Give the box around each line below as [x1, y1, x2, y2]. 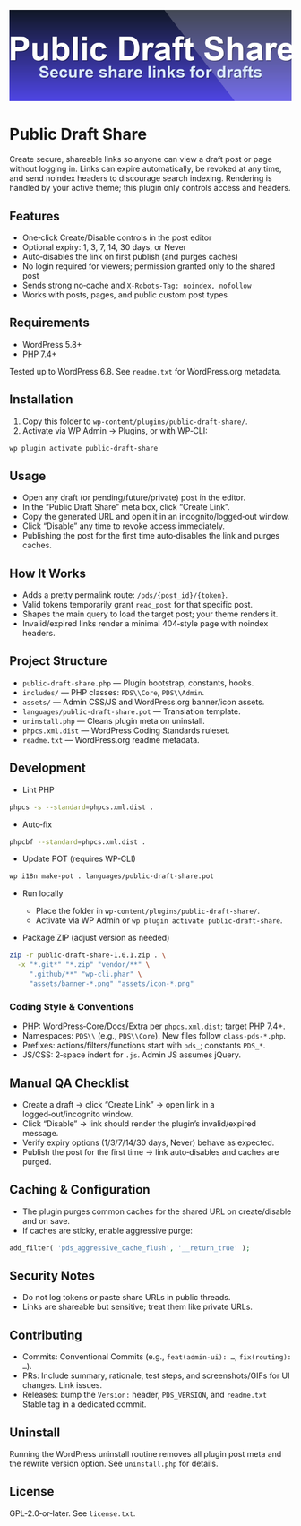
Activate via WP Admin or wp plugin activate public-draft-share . [35, 915, 283, 926]
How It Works [9, 565, 87, 581]
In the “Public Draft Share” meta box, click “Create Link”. [21, 502, 230, 513]
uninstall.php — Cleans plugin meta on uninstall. [21, 715, 205, 726]
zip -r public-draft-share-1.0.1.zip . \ [9, 951, 167, 960]
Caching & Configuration [9, 1182, 150, 1197]
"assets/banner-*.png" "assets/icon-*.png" [29, 979, 194, 988]
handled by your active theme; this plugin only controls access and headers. [9, 183, 291, 194]
